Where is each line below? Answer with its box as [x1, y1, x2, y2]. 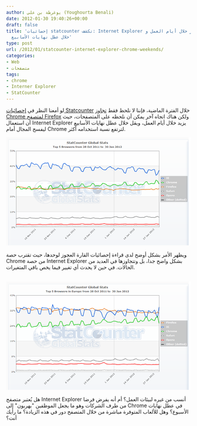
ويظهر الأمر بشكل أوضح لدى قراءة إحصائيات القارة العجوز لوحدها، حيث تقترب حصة [6, 251, 187, 258]
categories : [6, 53, 35, 59]
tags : [6, 71, 19, 77]
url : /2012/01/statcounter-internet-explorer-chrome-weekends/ [6, 47, 164, 53]
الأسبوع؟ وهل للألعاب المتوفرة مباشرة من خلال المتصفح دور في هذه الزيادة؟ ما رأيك [6, 408, 189, 415]
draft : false [6, 22, 38, 28]
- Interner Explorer [6, 84, 57, 90]
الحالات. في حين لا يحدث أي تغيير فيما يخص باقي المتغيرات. [6, 264, 135, 271]
